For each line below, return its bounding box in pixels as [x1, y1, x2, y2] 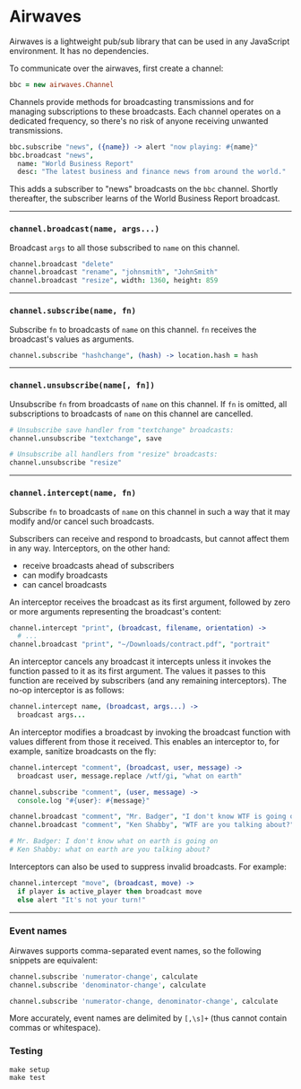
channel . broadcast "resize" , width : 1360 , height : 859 [9, 276, 219, 285]
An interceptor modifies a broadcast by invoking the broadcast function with [9, 727, 291, 737]
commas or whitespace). [9, 1023, 101, 1033]
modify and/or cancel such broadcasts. [9, 516, 155, 527]
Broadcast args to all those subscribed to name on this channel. [9, 242, 240, 253]
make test [9, 1073, 47, 1082]
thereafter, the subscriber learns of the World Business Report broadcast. [9, 193, 280, 204]
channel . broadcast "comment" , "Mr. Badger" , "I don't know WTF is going [9, 812, 287, 822]
